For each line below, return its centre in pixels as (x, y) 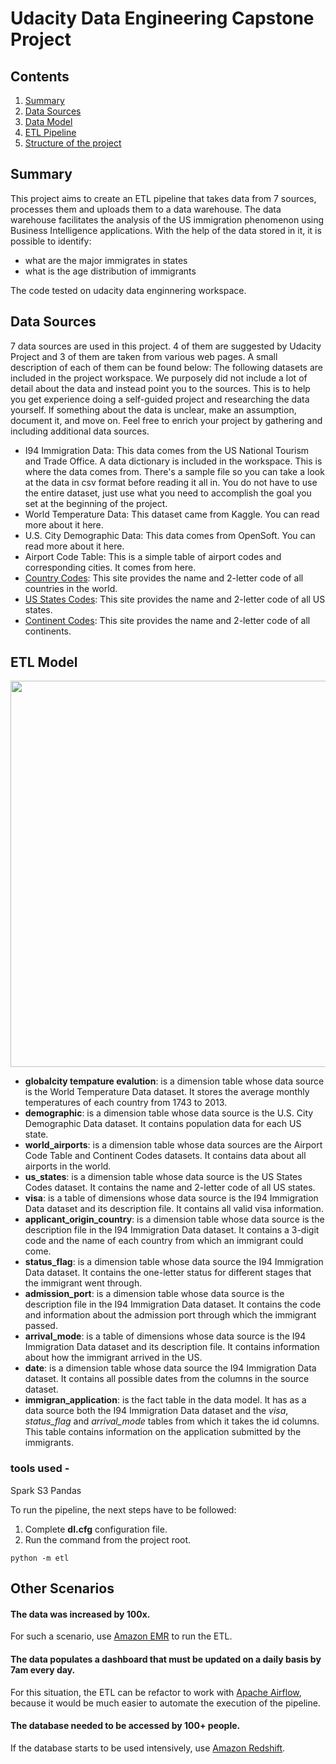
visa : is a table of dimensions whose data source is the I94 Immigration (171, 1198)
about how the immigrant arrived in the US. (113, 1358)
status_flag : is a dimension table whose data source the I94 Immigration (174, 1262)
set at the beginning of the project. (96, 503)
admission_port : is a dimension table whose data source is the (154, 1294)
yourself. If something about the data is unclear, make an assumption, (153, 409)
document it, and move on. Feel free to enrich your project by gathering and (166, 420)
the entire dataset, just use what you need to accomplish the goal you (168, 493)
